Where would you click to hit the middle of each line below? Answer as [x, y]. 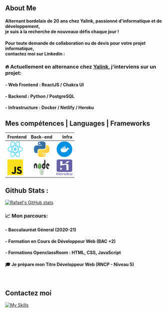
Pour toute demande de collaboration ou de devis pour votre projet [76, 43]
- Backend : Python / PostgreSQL [40, 96]
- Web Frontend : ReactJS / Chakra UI [44, 85]
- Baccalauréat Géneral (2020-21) [41, 229]
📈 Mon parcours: [27, 216]
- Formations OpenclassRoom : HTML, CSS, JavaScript [63, 252]
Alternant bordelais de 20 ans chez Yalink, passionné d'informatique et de [83, 21]
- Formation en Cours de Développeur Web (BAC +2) [61, 241]
